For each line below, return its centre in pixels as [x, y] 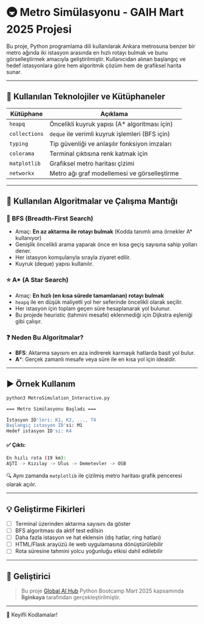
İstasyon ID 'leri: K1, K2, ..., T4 [51, 420]
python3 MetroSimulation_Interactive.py [58, 398]
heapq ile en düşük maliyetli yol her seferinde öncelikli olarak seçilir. [99, 302]
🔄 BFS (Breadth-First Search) [50, 218]
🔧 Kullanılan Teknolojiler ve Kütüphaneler [86, 97]
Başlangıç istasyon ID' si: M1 [45, 426]
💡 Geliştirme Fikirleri [46, 509]
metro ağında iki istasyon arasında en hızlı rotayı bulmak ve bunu [87, 52]
